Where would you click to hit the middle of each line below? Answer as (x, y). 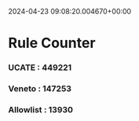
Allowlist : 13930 (40, 109)
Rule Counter (52, 43)
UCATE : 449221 (40, 68)
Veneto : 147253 (40, 89)
